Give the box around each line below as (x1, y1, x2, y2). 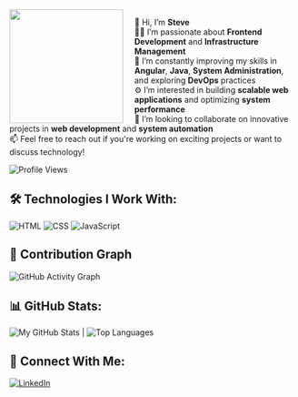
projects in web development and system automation (9, 123, 214, 134)
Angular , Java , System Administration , (134, 66, 284, 76)
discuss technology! (9, 147, 85, 158)
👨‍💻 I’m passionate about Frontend (134, 26, 263, 37)
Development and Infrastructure (134, 36, 259, 46)
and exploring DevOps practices (134, 75, 256, 86)
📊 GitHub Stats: (9, 299, 103, 314)
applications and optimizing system (134, 95, 271, 105)
